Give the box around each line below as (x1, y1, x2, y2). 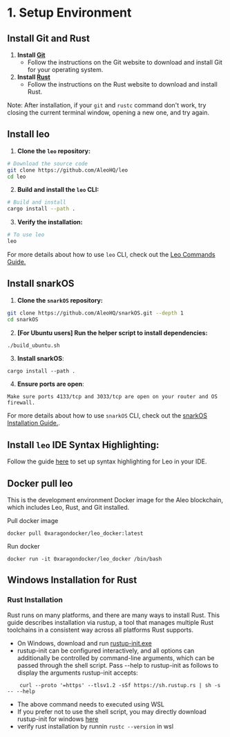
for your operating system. (27, 66, 104, 73)
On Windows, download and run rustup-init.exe (17, 639, 152, 647)
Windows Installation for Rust (7, 574, 137, 586)
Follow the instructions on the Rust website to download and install (27, 80, 218, 88)
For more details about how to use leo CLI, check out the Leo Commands (7, 250, 215, 258)
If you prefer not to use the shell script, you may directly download (17, 707, 207, 716)
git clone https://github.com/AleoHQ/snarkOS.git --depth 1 (7, 310, 184, 317)
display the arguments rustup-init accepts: (17, 668, 138, 677)
